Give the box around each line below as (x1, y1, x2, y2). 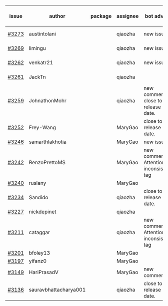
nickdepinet (28, 208, 56, 215)
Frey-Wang (28, 124, 56, 131)
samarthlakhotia (28, 138, 66, 145)
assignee (116, 12, 139, 19)
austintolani (28, 30, 56, 37)
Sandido (28, 194, 48, 201)
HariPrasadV (28, 269, 59, 276)
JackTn (28, 73, 46, 80)
